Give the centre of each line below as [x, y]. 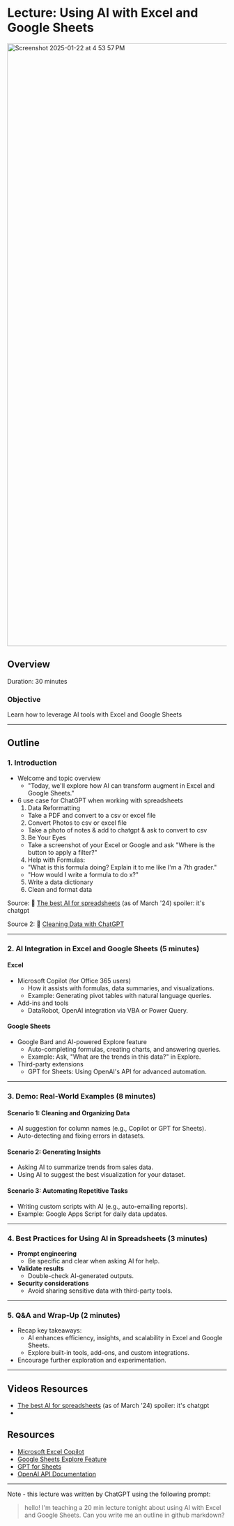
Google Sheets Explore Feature [62, 1459]
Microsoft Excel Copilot [51, 1451]
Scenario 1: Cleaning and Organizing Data [69, 1113]
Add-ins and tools [43, 1003]
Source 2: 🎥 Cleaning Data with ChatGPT [66, 924]
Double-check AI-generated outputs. [81, 1275]
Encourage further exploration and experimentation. [92, 1360]
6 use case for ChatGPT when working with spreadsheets [100, 800]
